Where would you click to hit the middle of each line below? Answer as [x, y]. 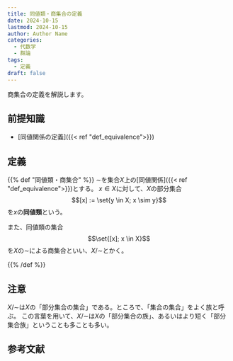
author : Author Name [38, 34]
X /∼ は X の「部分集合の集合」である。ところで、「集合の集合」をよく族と [113, 307]
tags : [15, 60]
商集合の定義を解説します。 [47, 94]
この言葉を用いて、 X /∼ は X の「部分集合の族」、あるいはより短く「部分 [124, 316]
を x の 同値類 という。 [37, 212]
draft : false [27, 73]
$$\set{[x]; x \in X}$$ [119, 239]
